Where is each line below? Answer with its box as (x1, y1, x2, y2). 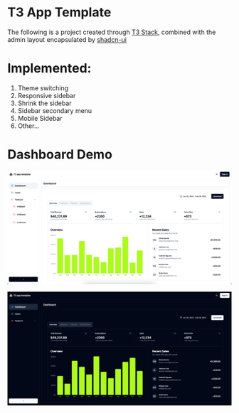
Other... (17, 122, 41, 130)
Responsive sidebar (17, 91, 76, 100)
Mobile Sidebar (17, 114, 63, 122)
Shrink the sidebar (17, 99, 73, 107)
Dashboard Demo (7, 146, 112, 163)
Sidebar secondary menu (17, 106, 92, 114)
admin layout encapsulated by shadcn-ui (7, 35, 127, 43)
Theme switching (17, 83, 69, 92)
